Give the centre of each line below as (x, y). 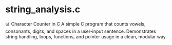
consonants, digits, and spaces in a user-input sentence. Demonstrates (81, 31)
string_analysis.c (43, 9)
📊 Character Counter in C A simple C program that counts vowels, (75, 24)
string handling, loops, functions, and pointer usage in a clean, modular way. (86, 36)
